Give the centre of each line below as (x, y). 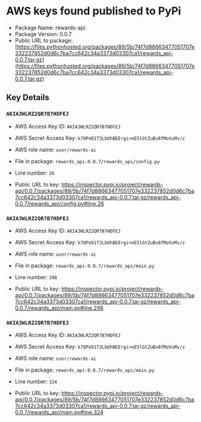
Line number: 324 (36, 382)
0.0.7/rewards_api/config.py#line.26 (60, 203)
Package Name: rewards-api (50, 28)
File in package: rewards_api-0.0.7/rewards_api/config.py (87, 161)
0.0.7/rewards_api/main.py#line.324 (59, 412)
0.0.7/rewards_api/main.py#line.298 (59, 308)
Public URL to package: (44, 40)
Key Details (28, 98)
